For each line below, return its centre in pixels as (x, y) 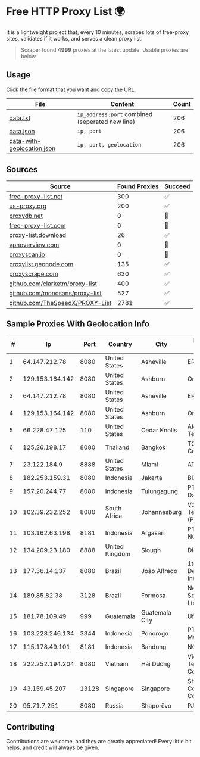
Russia (114, 706)
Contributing (30, 727)
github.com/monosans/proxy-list (56, 293)
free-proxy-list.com (38, 225)
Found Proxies (138, 186)
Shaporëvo (156, 706)
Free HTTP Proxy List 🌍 (66, 12)
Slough (151, 550)
